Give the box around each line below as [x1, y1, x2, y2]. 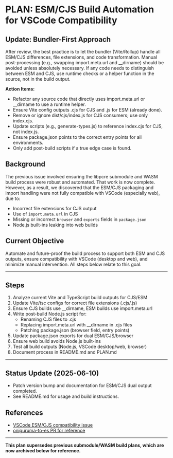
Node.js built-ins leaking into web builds [12, 222, 98, 228]
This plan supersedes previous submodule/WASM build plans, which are [5, 442, 164, 448]
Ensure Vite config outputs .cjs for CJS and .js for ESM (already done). [12, 107, 162, 113]
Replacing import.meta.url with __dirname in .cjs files [20, 322, 132, 328]
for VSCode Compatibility [5, 14, 117, 26]
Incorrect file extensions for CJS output [12, 205, 97, 211]
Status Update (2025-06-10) [5, 369, 99, 377]
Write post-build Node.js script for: [12, 311, 86, 317]
